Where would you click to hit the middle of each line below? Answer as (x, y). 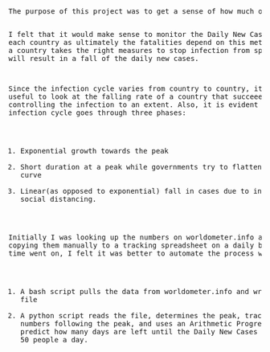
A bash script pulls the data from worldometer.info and (134, 291)
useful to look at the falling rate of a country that (119, 97)
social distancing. (58, 199)
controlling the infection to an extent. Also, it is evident (133, 105)
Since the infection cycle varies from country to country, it (135, 89)
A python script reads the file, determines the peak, (130, 315)
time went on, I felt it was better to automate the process (131, 254)
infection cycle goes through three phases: (98, 113)
